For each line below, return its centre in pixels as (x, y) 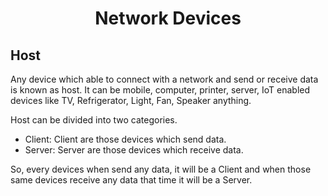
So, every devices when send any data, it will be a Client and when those (161, 169)
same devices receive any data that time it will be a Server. (131, 180)
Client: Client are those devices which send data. (125, 139)
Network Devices (168, 18)
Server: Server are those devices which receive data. (134, 150)
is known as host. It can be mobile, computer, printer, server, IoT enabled (160, 90)
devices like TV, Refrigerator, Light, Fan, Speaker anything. (131, 100)
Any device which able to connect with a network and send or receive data (164, 79)
